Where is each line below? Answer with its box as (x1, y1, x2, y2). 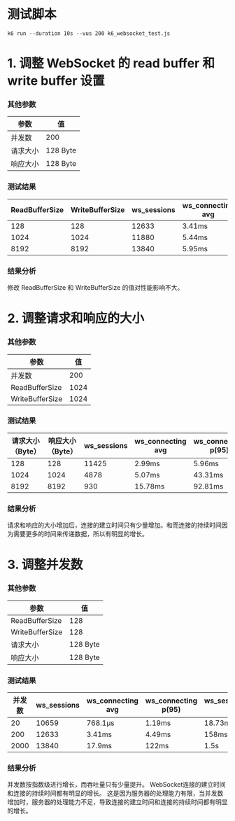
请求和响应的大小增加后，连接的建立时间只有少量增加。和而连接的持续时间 (7, 521, 222, 529)
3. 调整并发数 (7, 557, 83, 573)
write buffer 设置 (7, 73, 105, 89)
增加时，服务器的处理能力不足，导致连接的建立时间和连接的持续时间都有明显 (7, 798, 228, 806)
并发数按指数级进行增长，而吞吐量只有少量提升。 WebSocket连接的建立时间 (7, 780, 226, 789)
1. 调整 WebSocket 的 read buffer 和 (7, 55, 215, 71)
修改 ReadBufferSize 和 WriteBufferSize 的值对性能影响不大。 (7, 283, 184, 292)
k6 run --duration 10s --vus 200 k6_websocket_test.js (7, 29, 171, 37)
